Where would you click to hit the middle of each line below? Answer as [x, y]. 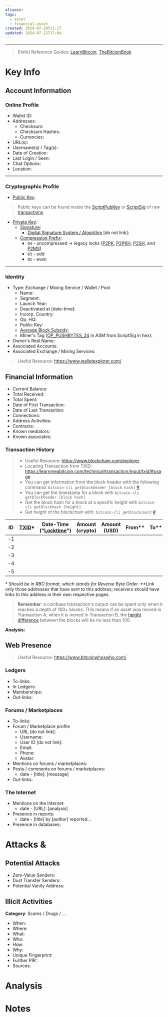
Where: [20, 928]
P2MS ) [34, 248]
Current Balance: [30, 389]
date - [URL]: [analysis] [44, 808]
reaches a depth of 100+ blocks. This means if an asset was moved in [89, 609]
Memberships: [27, 692]
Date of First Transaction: [38, 405]
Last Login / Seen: [31, 158]
